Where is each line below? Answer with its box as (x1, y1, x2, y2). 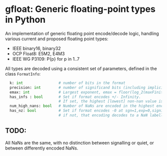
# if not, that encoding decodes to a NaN (58, 113, 148, 118)
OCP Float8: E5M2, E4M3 (12, 51, 65, 57)
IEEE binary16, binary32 (12, 45, 61, 51)
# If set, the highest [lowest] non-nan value (58, 99, 157, 104)
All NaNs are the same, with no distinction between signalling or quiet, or (5, 140, 154, 146)
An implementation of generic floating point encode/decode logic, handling (5, 30, 159, 36)
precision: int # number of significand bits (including (9, 85, 146, 90)
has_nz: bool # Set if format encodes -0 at (9, 108, 123, 113)
